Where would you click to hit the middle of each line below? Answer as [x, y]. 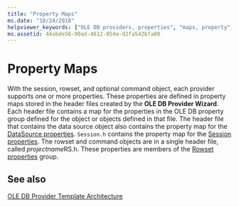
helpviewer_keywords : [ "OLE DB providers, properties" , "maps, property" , [121, 27]
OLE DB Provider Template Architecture [65, 196]
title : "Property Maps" [43, 14]
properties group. [33, 156]
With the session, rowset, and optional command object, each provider [111, 89]
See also [27, 179]
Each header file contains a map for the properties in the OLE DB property [116, 112]
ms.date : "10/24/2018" [41, 21]
